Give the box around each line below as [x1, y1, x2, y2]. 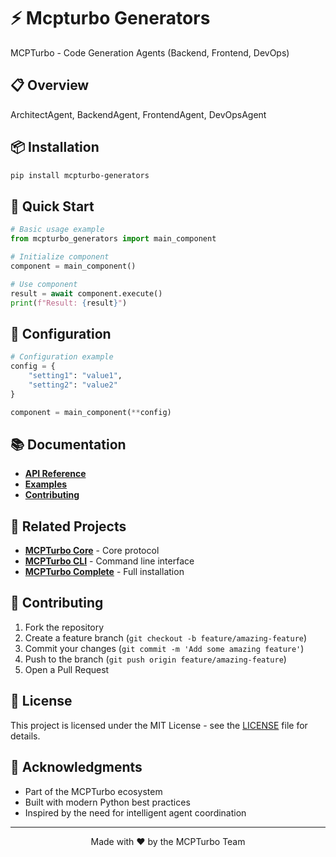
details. [10, 730, 41, 742]
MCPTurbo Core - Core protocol [24, 545, 160, 557]
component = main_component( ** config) [10, 407, 172, 417]
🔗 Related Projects [10, 518, 127, 535]
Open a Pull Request [24, 663, 110, 675]
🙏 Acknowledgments [10, 759, 143, 776]
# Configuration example [10, 352, 114, 362]
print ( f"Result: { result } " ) [10, 298, 128, 308]
